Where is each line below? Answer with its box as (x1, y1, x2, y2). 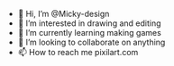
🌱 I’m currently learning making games (17, 28, 162, 37)
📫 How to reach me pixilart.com (17, 47, 139, 57)
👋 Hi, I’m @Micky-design (17, 9, 110, 19)
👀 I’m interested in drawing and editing (17, 18, 161, 29)
